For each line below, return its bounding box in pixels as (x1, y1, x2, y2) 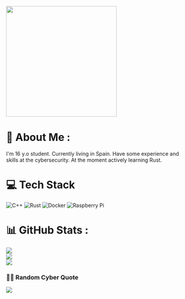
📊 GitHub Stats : (6, 224, 88, 237)
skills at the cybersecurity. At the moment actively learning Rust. (6, 156, 162, 163)
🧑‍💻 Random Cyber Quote (6, 273, 79, 281)
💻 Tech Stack (6, 178, 75, 192)
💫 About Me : (6, 131, 71, 144)
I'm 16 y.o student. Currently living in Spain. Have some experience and (6, 150, 179, 157)
